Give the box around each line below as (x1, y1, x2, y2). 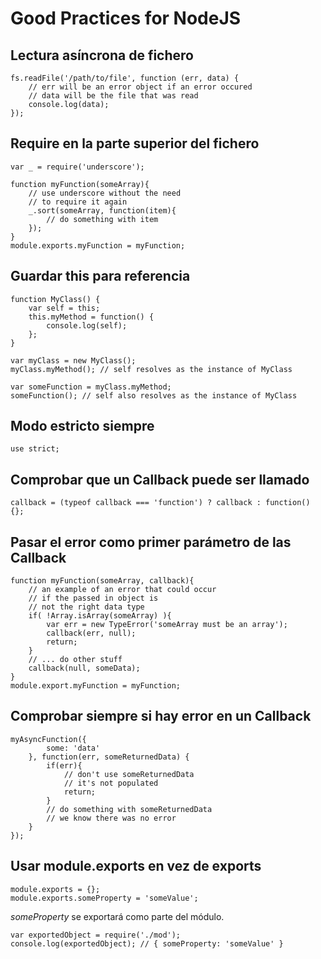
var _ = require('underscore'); (10, 162, 145, 172)
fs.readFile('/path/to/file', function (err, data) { (10, 73, 240, 83)
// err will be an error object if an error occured (28, 82, 253, 92)
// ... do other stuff (28, 655, 123, 665)
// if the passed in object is (28, 593, 159, 604)
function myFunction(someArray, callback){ (10, 576, 195, 586)
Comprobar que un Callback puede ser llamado (10, 471, 310, 488)
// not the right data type (28, 602, 145, 612)
